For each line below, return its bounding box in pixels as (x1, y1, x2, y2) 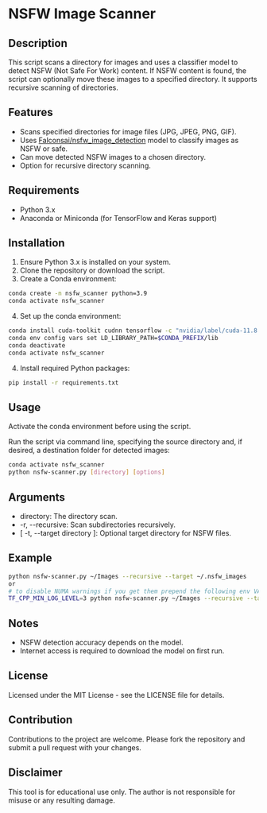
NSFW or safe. (19, 144, 68, 153)
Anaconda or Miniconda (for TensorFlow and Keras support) (19, 213, 217, 223)
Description (8, 37, 68, 50)
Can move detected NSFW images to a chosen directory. (19, 152, 207, 161)
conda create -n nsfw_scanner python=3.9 (8, 289, 148, 298)
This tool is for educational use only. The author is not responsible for (8, 787, 236, 796)
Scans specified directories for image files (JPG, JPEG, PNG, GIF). (19, 126, 237, 136)
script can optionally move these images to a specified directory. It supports (8, 75, 257, 83)
